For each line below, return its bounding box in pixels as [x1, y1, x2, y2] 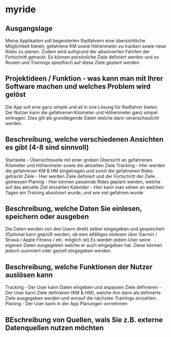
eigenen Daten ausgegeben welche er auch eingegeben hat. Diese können [5, 242, 162, 248]
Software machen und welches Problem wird [5, 82, 151, 91]
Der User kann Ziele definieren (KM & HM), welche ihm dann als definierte [5, 290, 161, 296]
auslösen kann [5, 270, 53, 279]
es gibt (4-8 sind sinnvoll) [5, 143, 89, 152]
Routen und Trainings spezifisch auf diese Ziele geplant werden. [5, 60, 140, 65]
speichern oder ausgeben [5, 212, 89, 221]
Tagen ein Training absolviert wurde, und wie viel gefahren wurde [5, 189, 143, 195]
